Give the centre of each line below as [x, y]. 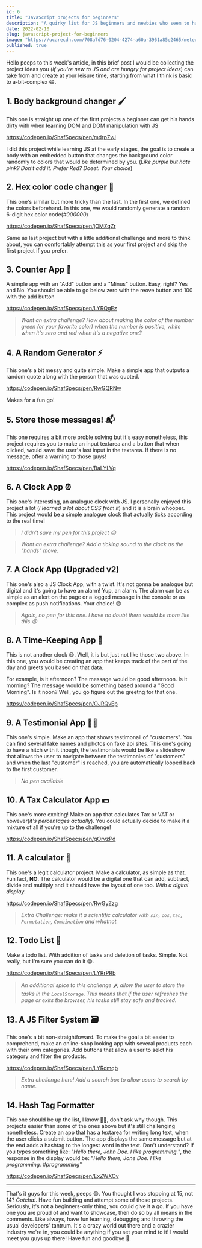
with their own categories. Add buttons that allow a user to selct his [90, 1050]
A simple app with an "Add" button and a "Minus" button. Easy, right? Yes [97, 284]
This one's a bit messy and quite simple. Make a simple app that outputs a [98, 370]
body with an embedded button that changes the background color [89, 155]
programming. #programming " [44, 1165]
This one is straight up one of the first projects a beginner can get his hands [100, 119]
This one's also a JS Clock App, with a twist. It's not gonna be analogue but [100, 584]
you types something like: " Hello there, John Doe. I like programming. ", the [99, 1152]
